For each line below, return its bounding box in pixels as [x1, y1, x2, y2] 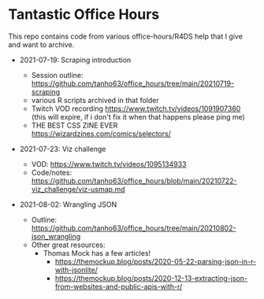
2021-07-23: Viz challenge [19, 144, 106, 153]
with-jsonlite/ [54, 265, 99, 275]
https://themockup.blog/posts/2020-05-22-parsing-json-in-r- [54, 257, 257, 266]
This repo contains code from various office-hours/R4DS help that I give [8, 31, 243, 41]
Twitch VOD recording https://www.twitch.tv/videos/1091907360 [31, 104, 241, 113]
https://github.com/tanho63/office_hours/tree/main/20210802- [31, 223, 236, 233]
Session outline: [31, 70, 84, 79]
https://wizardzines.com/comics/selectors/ [31, 128, 171, 138]
